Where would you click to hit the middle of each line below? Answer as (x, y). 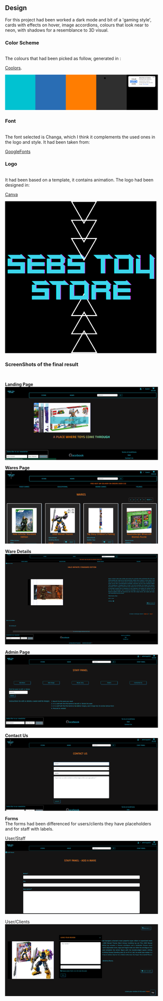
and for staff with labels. (29, 829)
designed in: (17, 185)
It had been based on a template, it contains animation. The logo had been (79, 180)
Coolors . (14, 68)
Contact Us (16, 735)
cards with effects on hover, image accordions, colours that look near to (77, 25)
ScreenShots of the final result (42, 364)
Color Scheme (22, 42)
